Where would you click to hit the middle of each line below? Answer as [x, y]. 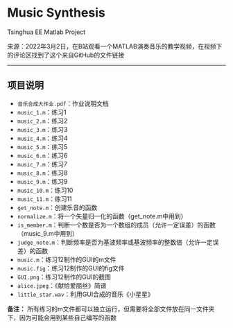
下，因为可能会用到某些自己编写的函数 [62, 318]
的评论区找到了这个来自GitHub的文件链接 [66, 55]
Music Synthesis [56, 13]
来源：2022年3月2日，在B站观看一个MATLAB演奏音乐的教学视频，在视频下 [115, 46]
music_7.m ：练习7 [42, 164]
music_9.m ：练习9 [42, 181]
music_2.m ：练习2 [42, 121]
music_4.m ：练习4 [42, 138]
